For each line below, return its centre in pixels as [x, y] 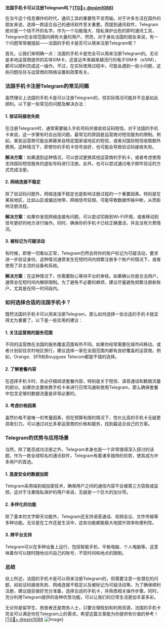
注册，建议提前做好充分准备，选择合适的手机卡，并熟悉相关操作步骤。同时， [83, 591]
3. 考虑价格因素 [21, 405]
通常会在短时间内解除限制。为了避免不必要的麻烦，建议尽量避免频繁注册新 [81, 282]
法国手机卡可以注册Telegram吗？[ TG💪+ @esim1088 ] [59, 8]
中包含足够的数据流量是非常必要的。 [42, 393]
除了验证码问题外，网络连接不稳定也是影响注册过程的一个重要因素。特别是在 [83, 194]
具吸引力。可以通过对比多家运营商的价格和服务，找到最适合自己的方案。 [79, 424]
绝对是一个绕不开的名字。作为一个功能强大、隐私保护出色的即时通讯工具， [81, 31]
